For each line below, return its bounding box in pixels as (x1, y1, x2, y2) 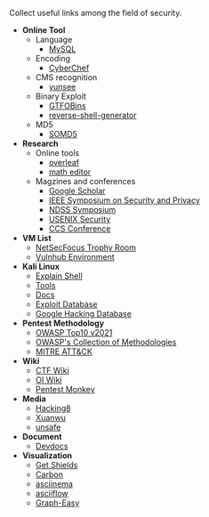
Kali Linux (21, 262, 60, 271)
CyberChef (48, 62, 90, 73)
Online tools (35, 148, 80, 158)
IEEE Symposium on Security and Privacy (48, 195, 200, 206)
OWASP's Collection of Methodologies (35, 337, 177, 347)
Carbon (35, 469, 64, 480)
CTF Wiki (35, 365, 69, 376)
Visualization (21, 450, 73, 461)
